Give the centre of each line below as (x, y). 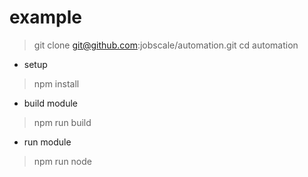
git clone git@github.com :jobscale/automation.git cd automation (166, 45)
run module (47, 142)
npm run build (62, 122)
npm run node (62, 161)
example (46, 17)
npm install (56, 83)
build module (50, 103)
